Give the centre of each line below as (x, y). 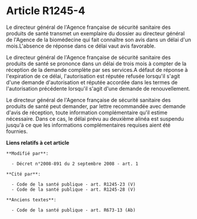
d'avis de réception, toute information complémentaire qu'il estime (87, 112)
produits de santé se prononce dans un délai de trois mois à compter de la (96, 64)
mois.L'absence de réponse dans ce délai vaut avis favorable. (81, 46)
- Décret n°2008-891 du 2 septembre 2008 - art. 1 (75, 164)
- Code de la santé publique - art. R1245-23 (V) (73, 184)
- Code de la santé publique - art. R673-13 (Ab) (73, 210)
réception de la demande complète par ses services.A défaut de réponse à (97, 69)
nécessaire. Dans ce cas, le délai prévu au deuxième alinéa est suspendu (95, 118)
